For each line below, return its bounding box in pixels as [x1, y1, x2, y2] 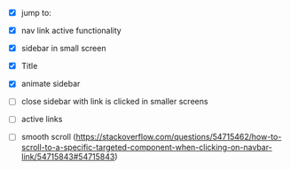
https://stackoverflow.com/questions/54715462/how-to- [75, 132, 282, 143]
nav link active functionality [20, 26, 122, 36]
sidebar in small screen [20, 43, 106, 54]
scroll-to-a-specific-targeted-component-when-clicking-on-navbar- [20, 142, 272, 152]
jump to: [20, 8, 52, 18]
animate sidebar [20, 79, 81, 89]
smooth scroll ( [20, 132, 76, 143]
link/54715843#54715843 [20, 151, 115, 162]
